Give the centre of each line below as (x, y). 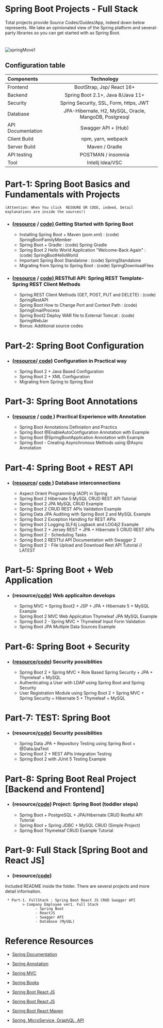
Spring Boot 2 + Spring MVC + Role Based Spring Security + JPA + (86, 672)
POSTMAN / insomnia (105, 154)
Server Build (21, 147)
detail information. (23, 891)
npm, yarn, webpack (105, 139)
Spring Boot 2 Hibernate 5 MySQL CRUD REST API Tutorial (78, 498)
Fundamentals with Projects (63, 194)
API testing (20, 154)
